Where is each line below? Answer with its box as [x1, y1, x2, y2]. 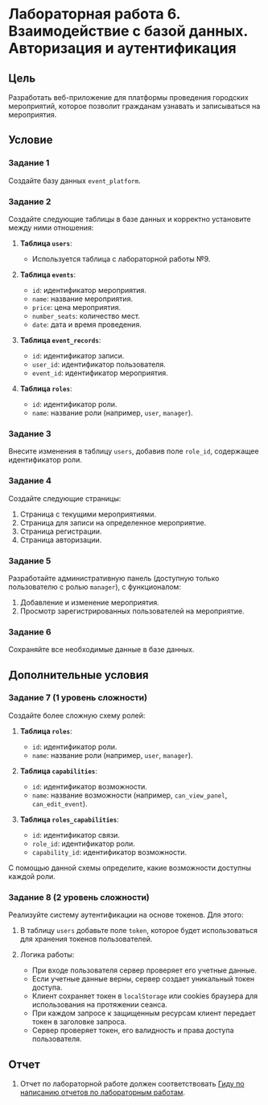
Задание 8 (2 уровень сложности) [8, 891, 150, 902]
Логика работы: [19, 950, 75, 960]
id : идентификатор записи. [31, 350, 125, 360]
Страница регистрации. [19, 526, 102, 536]
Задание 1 [8, 157, 50, 169]
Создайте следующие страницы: [8, 493, 122, 503]
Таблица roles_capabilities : [19, 814, 119, 824]
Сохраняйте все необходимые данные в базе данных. [8, 645, 195, 655]
